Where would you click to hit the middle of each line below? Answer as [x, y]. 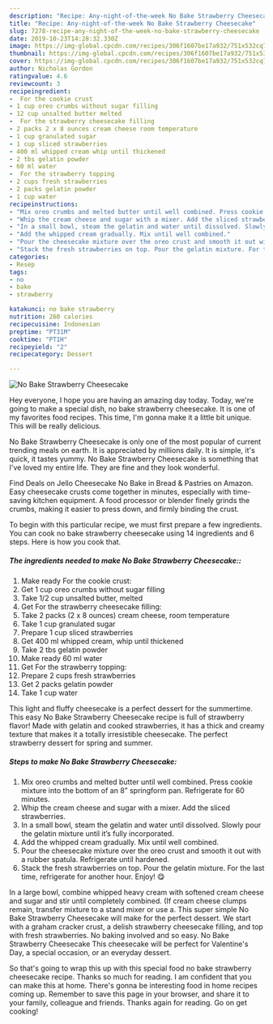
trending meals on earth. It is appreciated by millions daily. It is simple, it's [132, 450]
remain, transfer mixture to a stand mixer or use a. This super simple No [129, 910]
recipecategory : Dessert [51, 354]
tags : [18, 272]
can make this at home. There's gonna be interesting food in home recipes [133, 986]
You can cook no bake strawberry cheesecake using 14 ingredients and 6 [132, 533]
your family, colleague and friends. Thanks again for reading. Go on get [128, 1003]
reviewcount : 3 [35, 83]
